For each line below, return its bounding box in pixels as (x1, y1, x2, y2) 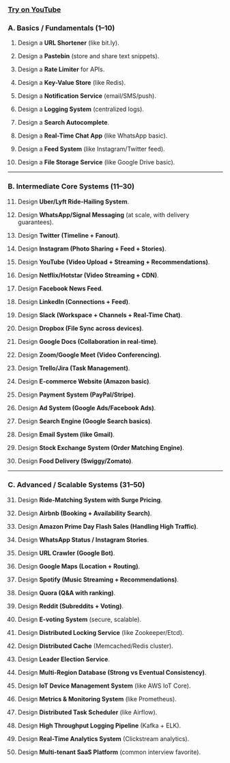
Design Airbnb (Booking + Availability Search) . (17, 509, 152, 517)
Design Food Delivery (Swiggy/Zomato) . (17, 457, 134, 465)
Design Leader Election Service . (17, 655, 110, 663)
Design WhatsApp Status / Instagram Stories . (17, 536, 149, 544)
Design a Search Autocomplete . (17, 118, 110, 127)
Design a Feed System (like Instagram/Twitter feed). (17, 145, 166, 153)
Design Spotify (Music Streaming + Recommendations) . (17, 575, 179, 584)
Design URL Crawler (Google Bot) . (17, 549, 115, 557)
